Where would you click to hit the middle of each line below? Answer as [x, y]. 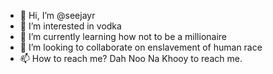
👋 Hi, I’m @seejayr [57, 15]
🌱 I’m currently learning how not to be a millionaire [123, 36]
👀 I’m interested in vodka [70, 26]
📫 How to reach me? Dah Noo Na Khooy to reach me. [131, 58]
